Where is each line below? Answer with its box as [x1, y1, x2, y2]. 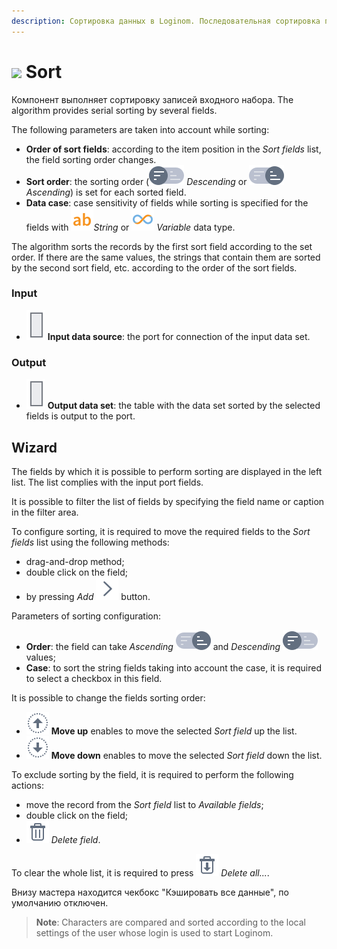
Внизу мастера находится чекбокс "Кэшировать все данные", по [11, 886, 289, 898]
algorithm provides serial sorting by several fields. [11, 104, 218, 116]
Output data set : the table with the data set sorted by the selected [47, 400, 321, 412]
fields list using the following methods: [11, 536, 170, 548]
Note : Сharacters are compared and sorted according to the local [35, 916, 306, 928]
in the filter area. [11, 506, 79, 518]
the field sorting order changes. [25, 153, 157, 165]
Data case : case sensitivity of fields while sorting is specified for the [25, 196, 309, 209]
